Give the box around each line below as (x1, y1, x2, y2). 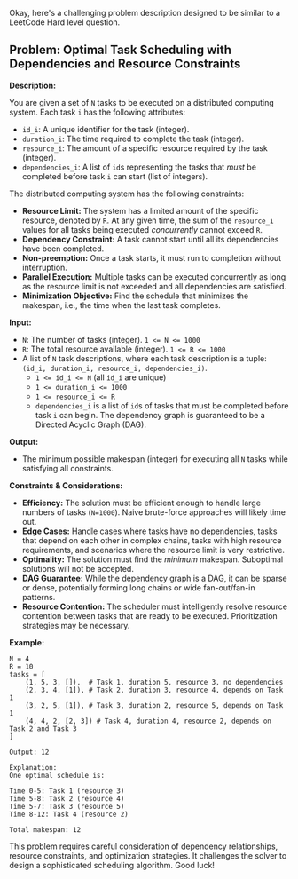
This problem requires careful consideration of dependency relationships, (9, 841, 278, 851)
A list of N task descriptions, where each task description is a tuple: (21, 352, 268, 363)
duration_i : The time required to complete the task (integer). (21, 133, 245, 144)
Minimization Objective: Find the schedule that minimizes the (21, 290, 249, 301)
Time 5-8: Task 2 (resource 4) (9, 794, 125, 803)
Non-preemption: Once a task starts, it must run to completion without (21, 252, 282, 263)
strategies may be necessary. (21, 620, 130, 630)
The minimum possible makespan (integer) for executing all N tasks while (21, 453, 288, 464)
